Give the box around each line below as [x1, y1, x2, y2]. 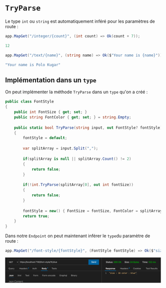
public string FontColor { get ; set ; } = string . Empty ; [14, 114, 132, 120]
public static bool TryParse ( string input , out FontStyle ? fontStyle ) [14, 125, 163, 130]
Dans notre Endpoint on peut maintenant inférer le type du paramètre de [5, 233, 151, 239]
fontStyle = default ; [23, 136, 68, 141]
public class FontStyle [5, 99, 54, 104]
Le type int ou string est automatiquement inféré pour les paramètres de [5, 18, 155, 24]
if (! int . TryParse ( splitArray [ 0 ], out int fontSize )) [23, 182, 134, 187]
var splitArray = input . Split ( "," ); [23, 146, 98, 151]
